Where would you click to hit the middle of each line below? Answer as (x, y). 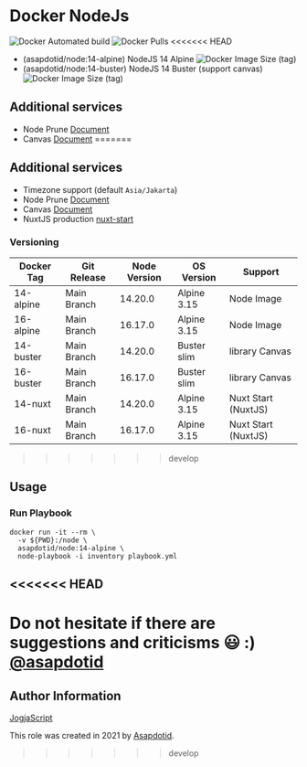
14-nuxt (33, 403)
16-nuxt (33, 430)
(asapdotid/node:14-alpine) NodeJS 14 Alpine (108, 59)
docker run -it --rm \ (53, 532)
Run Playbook (41, 513)
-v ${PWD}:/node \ (53, 540)
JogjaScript (31, 718)
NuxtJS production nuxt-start (78, 218)
